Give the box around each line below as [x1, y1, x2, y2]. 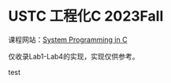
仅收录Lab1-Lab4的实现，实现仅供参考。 [8, 51, 139, 61]
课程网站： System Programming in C [8, 35, 128, 44]
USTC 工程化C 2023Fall [8, 7, 164, 25]
